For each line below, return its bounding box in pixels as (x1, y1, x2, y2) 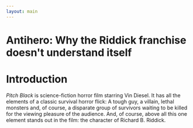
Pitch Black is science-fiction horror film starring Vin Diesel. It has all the (6, 91, 181, 99)
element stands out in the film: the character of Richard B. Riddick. (6, 116, 166, 123)
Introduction (6, 73, 68, 86)
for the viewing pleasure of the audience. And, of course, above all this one (6, 110, 187, 117)
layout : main (6, 8, 38, 15)
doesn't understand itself (6, 46, 132, 59)
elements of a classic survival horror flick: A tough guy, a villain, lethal (6, 98, 174, 105)
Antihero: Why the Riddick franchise (6, 33, 187, 47)
